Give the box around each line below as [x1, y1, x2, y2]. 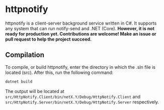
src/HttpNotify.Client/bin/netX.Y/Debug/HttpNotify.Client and [5, 93, 141, 99]
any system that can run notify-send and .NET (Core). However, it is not [5, 25, 155, 31]
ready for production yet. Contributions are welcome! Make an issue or [5, 31, 156, 37]
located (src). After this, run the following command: [5, 69, 114, 75]
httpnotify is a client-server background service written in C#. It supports [5, 20, 157, 26]
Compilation [5, 51, 44, 59]
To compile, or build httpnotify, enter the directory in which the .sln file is [5, 64, 156, 70]
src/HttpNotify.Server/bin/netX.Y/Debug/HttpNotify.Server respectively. [5, 99, 159, 105]
